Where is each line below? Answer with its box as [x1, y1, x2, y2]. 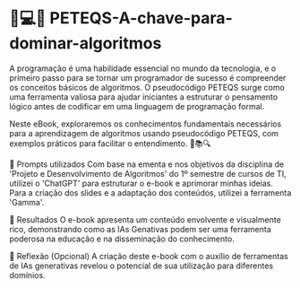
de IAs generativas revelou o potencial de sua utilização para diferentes [9, 260, 274, 271]
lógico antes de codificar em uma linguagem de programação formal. [9, 100, 265, 111]
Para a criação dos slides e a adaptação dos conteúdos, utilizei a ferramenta [9, 187, 292, 198]
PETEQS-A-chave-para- [49, 8, 233, 29]
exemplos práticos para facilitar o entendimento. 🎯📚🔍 [9, 137, 211, 149]
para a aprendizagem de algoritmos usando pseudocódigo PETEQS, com [9, 127, 279, 138]
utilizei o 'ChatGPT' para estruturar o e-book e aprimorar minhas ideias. [9, 178, 274, 188]
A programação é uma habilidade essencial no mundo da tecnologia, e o [9, 63, 277, 74]
